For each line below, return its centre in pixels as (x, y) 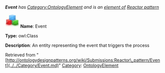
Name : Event (33, 26)
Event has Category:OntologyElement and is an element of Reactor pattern (82, 7)
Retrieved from (20, 55)
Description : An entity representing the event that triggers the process (77, 45)
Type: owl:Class (22, 36)
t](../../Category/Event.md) (32, 65)
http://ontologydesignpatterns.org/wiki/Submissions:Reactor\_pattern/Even (83, 60)
